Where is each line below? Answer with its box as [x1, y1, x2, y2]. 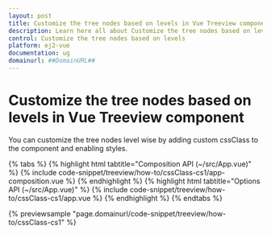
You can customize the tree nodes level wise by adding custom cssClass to [8, 134, 259, 145]
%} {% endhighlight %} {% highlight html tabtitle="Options [65, 176, 261, 186]
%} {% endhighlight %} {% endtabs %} [92, 193, 223, 203]
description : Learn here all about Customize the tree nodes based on [8, 27, 251, 35]
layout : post [8, 11, 52, 20]
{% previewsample [8, 208, 71, 218]
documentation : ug [8, 49, 70, 57]
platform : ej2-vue [8, 42, 70, 50]
